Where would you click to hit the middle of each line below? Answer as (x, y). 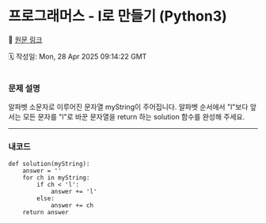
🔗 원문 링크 (25, 40)
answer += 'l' (74, 191)
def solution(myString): (49, 164)
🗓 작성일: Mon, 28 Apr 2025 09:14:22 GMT (78, 56)
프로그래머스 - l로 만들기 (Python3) (118, 16)
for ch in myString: (56, 178)
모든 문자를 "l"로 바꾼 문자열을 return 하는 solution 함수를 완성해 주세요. (134, 117)
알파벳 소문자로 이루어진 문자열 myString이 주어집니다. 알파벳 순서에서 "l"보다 (128, 107)
